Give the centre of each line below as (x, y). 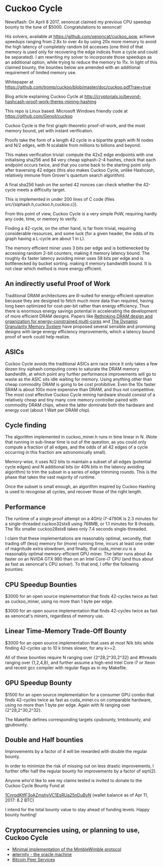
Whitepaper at (19, 82)
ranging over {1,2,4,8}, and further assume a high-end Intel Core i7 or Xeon (80, 662)
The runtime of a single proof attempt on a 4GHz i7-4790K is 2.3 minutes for (81, 519)
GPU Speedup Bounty (38, 683)
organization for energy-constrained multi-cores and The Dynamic (72, 321)
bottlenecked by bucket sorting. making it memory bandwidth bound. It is (78, 263)
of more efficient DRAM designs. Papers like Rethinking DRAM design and (79, 316)
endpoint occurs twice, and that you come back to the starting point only (78, 165)
